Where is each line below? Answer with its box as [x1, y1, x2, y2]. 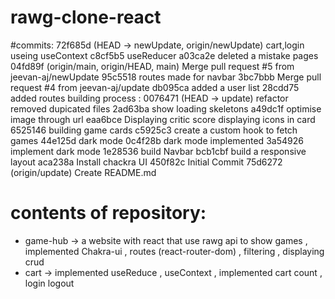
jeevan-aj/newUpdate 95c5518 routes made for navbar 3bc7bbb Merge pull [10, 71, 322, 83]
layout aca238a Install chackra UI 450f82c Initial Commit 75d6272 [10, 156, 283, 168]
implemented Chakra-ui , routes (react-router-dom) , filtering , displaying [24, 245, 325, 257]
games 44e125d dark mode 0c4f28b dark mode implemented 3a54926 [10, 134, 304, 146]
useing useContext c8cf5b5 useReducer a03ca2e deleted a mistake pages [10, 49, 319, 61]
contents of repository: [10, 202, 207, 225]
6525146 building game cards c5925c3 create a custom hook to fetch [10, 124, 298, 136]
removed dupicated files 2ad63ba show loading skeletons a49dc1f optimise [10, 102, 322, 115]
